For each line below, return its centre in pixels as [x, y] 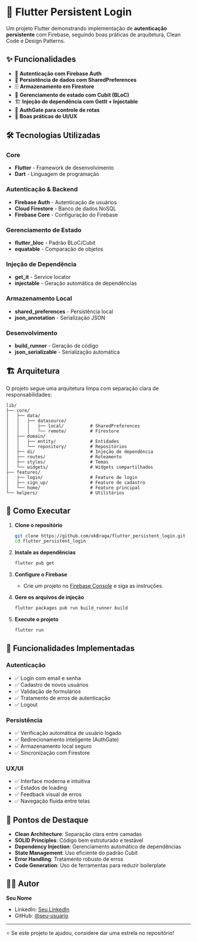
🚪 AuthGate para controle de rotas [57, 110]
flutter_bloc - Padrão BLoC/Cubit [55, 243]
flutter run [29, 630]
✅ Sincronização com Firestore [52, 753]
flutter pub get [34, 563]
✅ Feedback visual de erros [48, 794]
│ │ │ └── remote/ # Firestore [62, 431]
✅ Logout [26, 704]
